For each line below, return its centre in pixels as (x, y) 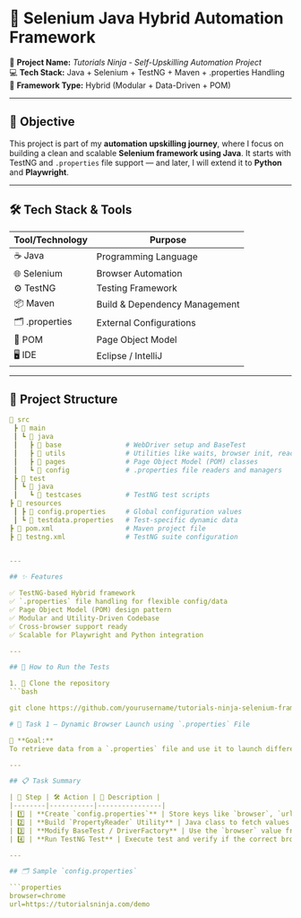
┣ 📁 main (30, 428)
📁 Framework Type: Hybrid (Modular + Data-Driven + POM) (120, 85)
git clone (28, 708)
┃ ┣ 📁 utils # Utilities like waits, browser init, (144, 453)
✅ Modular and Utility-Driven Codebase (84, 618)
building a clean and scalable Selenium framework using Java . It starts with (150, 153)
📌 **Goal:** (31, 740)
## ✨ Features (36, 577)
